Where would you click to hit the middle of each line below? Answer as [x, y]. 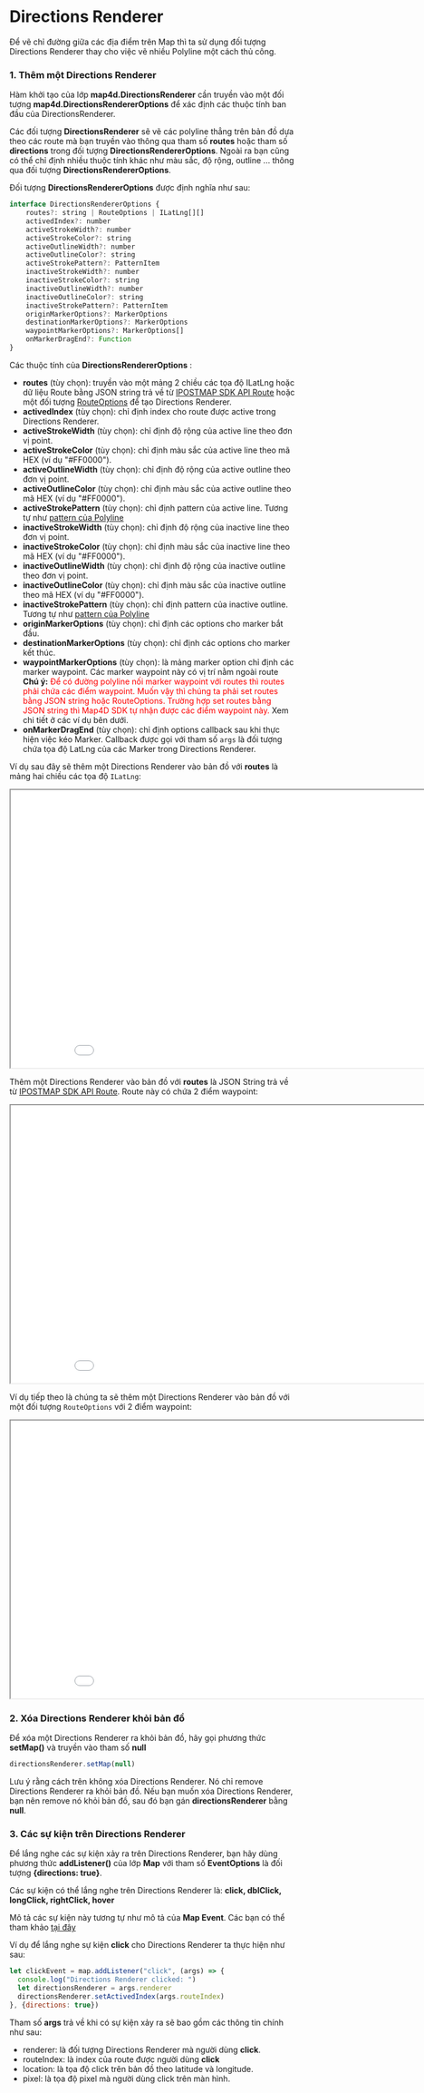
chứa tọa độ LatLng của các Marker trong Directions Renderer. [139, 748]
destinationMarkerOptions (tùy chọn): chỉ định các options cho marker [156, 642]
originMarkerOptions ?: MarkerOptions [97, 314]
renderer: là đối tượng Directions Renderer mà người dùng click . [141, 2049]
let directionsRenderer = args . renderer [95, 1989]
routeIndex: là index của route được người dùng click [121, 2059]
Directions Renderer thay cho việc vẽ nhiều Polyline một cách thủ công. [143, 51]
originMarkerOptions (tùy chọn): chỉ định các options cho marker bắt [153, 623]
